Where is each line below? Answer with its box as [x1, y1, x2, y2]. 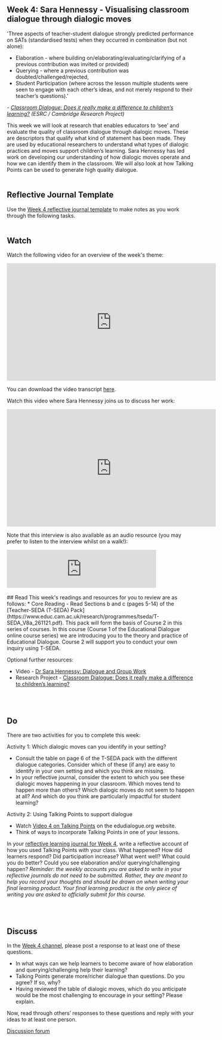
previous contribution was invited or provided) [15, 60, 129, 67]
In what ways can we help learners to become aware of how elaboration [15, 960, 193, 967]
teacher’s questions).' [15, 92, 69, 99]
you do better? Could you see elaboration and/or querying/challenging [7, 859, 180, 866]
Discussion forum [7, 1027, 50, 1035]
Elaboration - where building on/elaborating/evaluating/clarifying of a [15, 54, 186, 61]
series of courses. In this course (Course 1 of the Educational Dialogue [7, 626, 180, 633]
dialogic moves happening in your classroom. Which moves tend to [15, 780, 181, 787]
